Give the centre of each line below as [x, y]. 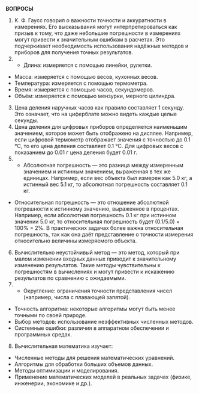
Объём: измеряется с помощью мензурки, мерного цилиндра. [95, 96]
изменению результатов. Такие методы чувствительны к [88, 265]
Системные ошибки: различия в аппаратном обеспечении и [91, 328]
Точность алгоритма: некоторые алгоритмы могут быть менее [95, 309]
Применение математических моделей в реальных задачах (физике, [103, 377]
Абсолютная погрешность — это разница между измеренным [103, 165]
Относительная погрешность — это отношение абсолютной [91, 202]
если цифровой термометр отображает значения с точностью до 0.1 [102, 140]
